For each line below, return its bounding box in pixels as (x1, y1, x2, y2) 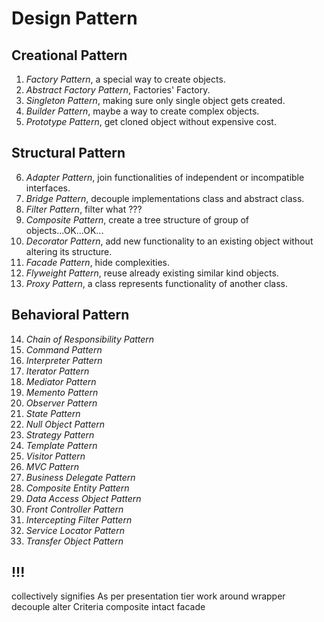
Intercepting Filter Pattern (25, 513, 133, 526)
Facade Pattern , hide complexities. (25, 256, 170, 268)
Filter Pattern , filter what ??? (25, 203, 143, 215)
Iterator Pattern (25, 365, 90, 377)
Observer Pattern (25, 397, 98, 409)
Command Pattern (25, 343, 103, 356)
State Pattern (25, 407, 81, 419)
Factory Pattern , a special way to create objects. (25, 73, 226, 85)
